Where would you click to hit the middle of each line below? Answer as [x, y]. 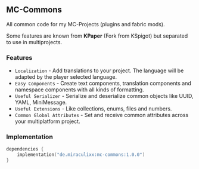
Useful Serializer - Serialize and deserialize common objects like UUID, [104, 96]
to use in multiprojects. [34, 42]
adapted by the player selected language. [66, 77]
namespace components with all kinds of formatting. [79, 90]
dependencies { [25, 149]
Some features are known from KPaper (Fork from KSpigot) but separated [97, 36]
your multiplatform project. [47, 121]
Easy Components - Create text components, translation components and [103, 84]
